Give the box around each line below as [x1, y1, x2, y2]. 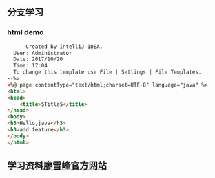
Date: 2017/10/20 [13, 56, 63, 63]
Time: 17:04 [13, 63, 48, 69]
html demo [7, 27, 44, 37]
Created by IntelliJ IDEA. [25, 43, 103, 50]
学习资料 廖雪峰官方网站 [7, 160, 107, 172]
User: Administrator [13, 49, 72, 56]
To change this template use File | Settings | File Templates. [13, 69, 202, 76]
